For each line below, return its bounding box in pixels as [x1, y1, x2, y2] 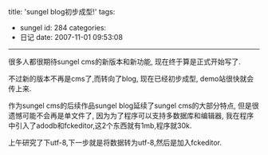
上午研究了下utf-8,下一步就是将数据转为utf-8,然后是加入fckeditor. [8, 138, 222, 147]
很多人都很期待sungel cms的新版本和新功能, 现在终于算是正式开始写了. [8, 57, 241, 66]
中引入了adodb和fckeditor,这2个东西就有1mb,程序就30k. [8, 121, 192, 130]
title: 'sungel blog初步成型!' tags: [8, 7, 116, 16]
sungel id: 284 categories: [19, 23, 106, 32]
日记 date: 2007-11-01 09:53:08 [19, 33, 124, 42]
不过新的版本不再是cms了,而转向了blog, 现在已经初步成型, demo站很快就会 [8, 74, 254, 83]
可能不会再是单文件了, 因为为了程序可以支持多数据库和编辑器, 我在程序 [22, 111, 254, 120]
